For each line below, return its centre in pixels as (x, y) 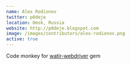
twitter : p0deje (26, 17)
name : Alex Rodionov (32, 12)
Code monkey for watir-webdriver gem (53, 56)
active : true (22, 39)
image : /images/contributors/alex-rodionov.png (66, 34)
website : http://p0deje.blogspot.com (53, 28)
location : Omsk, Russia (35, 22)
